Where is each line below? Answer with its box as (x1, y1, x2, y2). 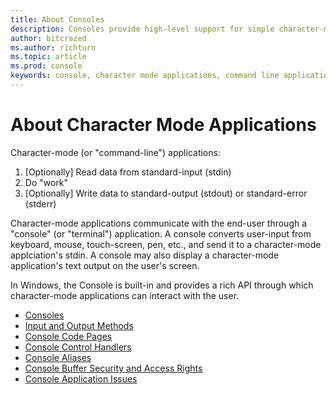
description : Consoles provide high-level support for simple (10, 24, 275, 34)
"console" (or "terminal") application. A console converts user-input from (10, 227, 312, 240)
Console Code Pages (24, 330, 113, 342)
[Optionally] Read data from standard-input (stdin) (24, 166, 232, 178)
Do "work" (24, 176, 69, 188)
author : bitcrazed (10, 33, 87, 43)
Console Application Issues (24, 372, 138, 385)
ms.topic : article (10, 52, 87, 62)
